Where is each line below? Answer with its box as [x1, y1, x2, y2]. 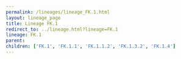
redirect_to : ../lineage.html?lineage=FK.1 [6, 26, 119, 33]
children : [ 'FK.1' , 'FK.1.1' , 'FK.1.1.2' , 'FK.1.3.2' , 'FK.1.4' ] [6, 44, 176, 50]
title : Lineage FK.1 [6, 20, 59, 26]
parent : [6, 37, 26, 44]
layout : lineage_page [6, 15, 61, 21]
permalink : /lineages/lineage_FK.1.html [6, 9, 111, 15]
